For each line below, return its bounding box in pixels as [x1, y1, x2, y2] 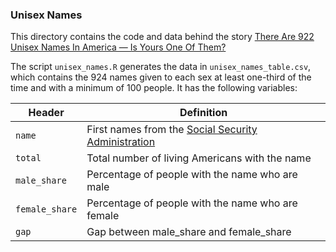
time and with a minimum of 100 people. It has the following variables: [10, 82, 298, 94]
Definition [179, 106, 228, 120]
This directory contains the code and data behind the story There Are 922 [10, 31, 315, 43]
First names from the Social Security [86, 123, 258, 137]
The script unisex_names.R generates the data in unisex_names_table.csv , [10, 61, 312, 73]
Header [28, 106, 65, 120]
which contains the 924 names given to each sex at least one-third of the [10, 71, 312, 83]
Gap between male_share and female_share [86, 225, 292, 239]
